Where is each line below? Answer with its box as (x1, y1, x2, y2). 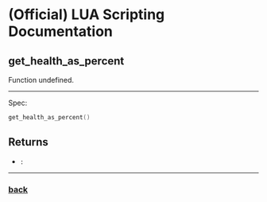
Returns (8, 135, 49, 149)
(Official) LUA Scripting (8, 6, 165, 24)
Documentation (8, 22, 114, 41)
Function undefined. (8, 76, 74, 84)
